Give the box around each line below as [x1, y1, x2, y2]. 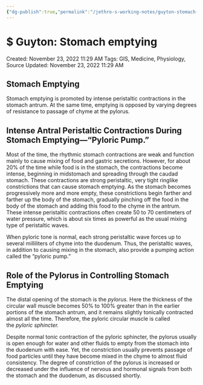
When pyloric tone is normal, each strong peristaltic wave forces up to [6, 234, 181, 241]
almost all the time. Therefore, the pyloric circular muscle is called [6, 315, 170, 322]
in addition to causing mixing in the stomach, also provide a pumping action [6, 246, 195, 254]
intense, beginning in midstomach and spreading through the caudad [6, 170, 178, 177]
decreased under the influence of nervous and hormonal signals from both [6, 366, 192, 372]
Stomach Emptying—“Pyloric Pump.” [6, 134, 150, 145]
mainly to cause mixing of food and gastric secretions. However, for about [6, 157, 191, 165]
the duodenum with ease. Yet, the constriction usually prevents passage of [6, 346, 193, 353]
